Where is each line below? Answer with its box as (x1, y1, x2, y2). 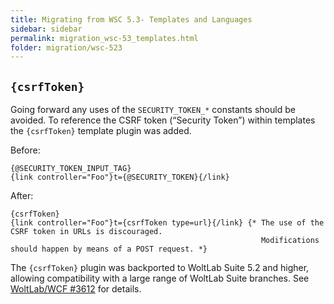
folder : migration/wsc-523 (10, 42, 123, 53)
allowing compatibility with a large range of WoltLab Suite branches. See (10, 272, 310, 285)
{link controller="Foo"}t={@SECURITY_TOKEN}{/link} (10, 172, 230, 183)
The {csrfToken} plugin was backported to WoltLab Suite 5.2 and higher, (10, 262, 310, 274)
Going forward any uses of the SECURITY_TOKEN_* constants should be (10, 104, 296, 116)
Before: (10, 144, 41, 156)
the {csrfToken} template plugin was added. (10, 125, 192, 137)
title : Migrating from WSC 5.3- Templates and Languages (10, 14, 253, 25)
